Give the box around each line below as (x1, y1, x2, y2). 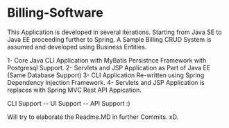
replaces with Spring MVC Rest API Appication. (7, 86, 142, 94)
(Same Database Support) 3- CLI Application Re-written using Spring (7, 71, 205, 79)
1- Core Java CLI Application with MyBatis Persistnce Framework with (7, 56, 207, 64)
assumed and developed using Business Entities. (7, 42, 147, 51)
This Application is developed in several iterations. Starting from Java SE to (7, 28, 222, 36)
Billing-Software (7, 5, 103, 21)
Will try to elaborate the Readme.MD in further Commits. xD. (7, 113, 179, 121)
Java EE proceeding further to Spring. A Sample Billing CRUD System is (7, 35, 212, 43)
